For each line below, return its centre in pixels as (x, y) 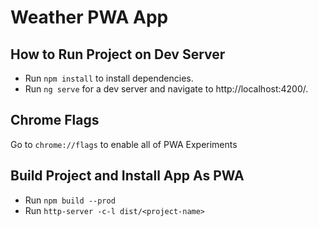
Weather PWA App (89, 17)
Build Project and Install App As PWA (127, 176)
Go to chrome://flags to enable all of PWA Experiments (124, 144)
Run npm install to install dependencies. (109, 78)
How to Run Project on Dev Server (118, 54)
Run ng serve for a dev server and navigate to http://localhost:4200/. (166, 89)
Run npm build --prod (70, 200)
